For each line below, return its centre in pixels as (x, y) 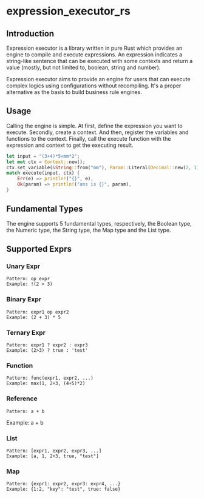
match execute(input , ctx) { (43, 173)
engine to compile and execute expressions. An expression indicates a (94, 55)
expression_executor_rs (68, 11)
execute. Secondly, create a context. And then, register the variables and (97, 132)
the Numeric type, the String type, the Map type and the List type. (89, 230)
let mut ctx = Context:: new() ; (46, 162)
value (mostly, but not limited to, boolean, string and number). (83, 67)
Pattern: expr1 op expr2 (38, 312)
